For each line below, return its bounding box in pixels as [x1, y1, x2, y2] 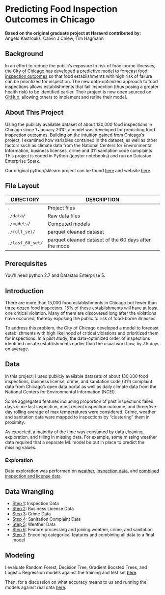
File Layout [5, 181, 39, 190]
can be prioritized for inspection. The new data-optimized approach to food [5, 78, 158, 84]
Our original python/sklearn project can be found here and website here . [5, 167, 152, 173]
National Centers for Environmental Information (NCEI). [5, 388, 116, 394]
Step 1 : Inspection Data [12, 500, 59, 506]
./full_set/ [7, 229, 36, 235]
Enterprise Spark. [5, 158, 41, 164]
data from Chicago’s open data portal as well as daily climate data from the [5, 384, 157, 389]
